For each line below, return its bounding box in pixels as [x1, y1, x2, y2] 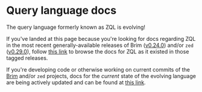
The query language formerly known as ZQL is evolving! [6, 23, 146, 31]
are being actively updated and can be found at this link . [6, 79, 146, 86]
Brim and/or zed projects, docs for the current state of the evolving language [6, 72, 196, 79]
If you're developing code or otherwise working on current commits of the [6, 66, 190, 73]
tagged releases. [6, 54, 48, 61]
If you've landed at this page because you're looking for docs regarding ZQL [6, 35, 196, 42]
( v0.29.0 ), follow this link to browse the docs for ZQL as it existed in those [6, 48, 189, 55]
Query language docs [6, 4, 116, 17]
